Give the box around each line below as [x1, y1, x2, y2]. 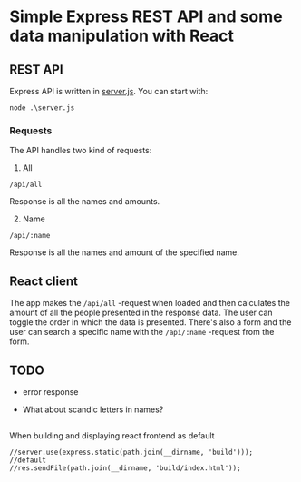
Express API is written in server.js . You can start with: [9, 86, 209, 96]
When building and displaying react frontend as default [9, 430, 215, 441]
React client [9, 273, 79, 289]
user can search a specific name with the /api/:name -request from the [9, 327, 275, 338]
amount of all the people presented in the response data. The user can [9, 307, 274, 319]
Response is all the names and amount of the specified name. [9, 247, 240, 258]
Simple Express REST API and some [9, 6, 283, 27]
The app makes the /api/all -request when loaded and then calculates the [9, 298, 290, 309]
